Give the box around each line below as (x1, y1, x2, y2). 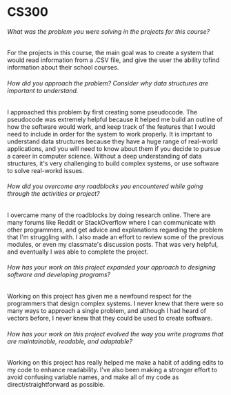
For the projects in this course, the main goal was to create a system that (7, 49, 214, 57)
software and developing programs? (7, 270, 111, 279)
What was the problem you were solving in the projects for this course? (7, 27, 210, 35)
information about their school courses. (7, 63, 119, 72)
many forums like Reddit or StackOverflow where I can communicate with (7, 218, 216, 226)
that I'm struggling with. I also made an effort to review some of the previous (7, 232, 224, 241)
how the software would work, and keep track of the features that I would (7, 122, 216, 131)
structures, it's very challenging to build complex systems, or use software (7, 159, 219, 168)
